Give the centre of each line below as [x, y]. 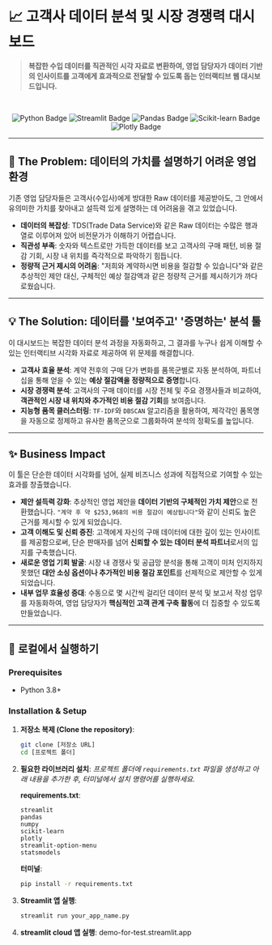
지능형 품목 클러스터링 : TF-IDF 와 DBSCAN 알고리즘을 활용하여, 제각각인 [129, 411]
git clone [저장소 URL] [57, 745]
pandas [31, 817]
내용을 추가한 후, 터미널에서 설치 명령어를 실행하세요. [112, 779]
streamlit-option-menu [58, 846]
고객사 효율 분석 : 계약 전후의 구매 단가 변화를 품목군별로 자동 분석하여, [130, 370]
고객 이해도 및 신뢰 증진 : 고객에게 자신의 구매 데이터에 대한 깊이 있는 [126, 532]
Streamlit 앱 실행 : [48, 900]
